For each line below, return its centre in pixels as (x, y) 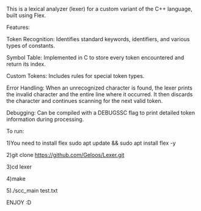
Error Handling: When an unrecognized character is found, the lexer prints (99, 88)
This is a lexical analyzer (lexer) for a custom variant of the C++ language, (99, 9)
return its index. (26, 64)
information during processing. (45, 119)
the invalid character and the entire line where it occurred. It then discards (100, 94)
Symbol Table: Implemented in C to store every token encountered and (95, 57)
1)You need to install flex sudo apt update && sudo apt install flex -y (91, 143)
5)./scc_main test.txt (32, 190)
